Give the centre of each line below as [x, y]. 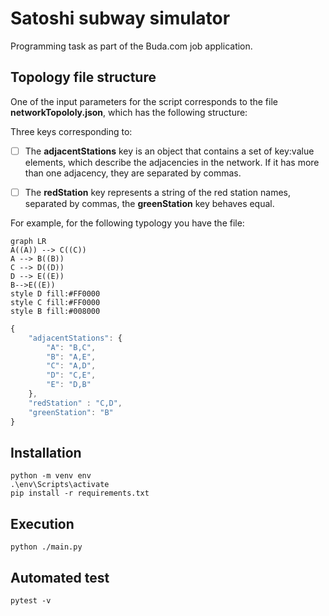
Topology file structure [83, 77]
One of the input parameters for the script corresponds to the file [144, 101]
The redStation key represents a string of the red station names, [158, 192]
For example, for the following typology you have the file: [127, 223]
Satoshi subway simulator [120, 18]
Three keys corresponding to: [71, 131]
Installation [46, 452]
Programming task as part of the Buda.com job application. [131, 46]
